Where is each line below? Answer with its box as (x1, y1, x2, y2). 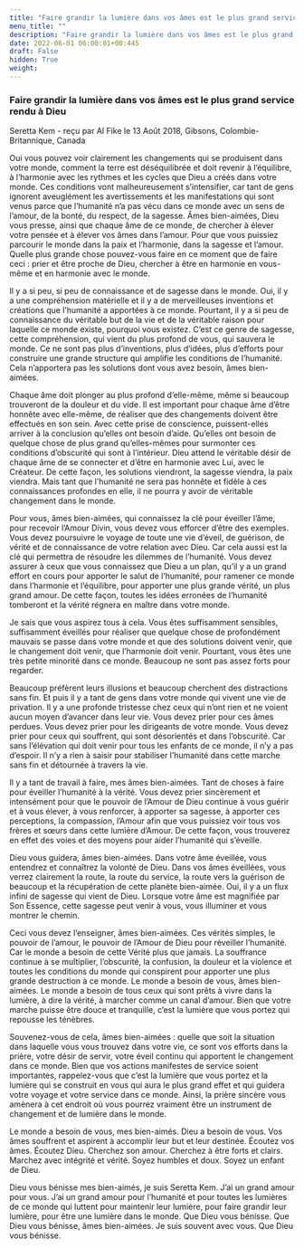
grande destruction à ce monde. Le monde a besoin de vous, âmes (9, 976, 260, 986)
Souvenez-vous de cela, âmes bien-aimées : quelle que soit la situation (9, 1032, 275, 1043)
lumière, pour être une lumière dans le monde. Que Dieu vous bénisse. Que (9, 1211, 290, 1222)
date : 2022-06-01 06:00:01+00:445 (9, 38, 140, 48)
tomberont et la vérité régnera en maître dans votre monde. (9, 599, 231, 611)
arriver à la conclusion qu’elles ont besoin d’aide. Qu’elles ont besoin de (9, 428, 277, 439)
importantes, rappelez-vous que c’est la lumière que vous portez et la (9, 1070, 269, 1081)
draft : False (9, 47, 59, 56)
